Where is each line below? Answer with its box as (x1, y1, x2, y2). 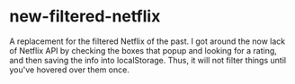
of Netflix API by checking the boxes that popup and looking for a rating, (9, 45, 277, 55)
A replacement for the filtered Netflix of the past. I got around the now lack (9, 36, 286, 46)
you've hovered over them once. (9, 64, 130, 75)
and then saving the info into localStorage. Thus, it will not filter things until (9, 55, 286, 65)
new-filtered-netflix (9, 6, 161, 27)
